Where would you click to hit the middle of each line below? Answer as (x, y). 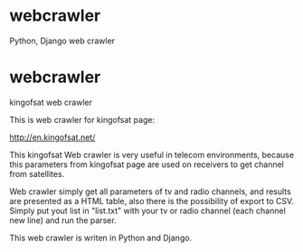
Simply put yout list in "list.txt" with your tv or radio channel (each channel (148, 210)
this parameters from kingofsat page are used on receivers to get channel (147, 164)
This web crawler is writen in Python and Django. (101, 238)
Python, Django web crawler (62, 41)
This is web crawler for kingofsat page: (82, 119)
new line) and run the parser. (63, 220)
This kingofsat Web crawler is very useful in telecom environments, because (152, 154)
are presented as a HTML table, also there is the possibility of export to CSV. (151, 201)
